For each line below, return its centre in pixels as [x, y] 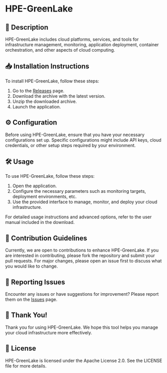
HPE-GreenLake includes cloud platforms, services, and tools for [72, 39]
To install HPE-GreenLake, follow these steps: [52, 81]
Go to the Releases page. [38, 90]
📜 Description [27, 27]
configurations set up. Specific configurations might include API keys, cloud [83, 140]
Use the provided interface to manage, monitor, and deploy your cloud [85, 202]
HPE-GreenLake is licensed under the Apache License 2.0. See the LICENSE [84, 360]
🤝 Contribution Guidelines [46, 238]
